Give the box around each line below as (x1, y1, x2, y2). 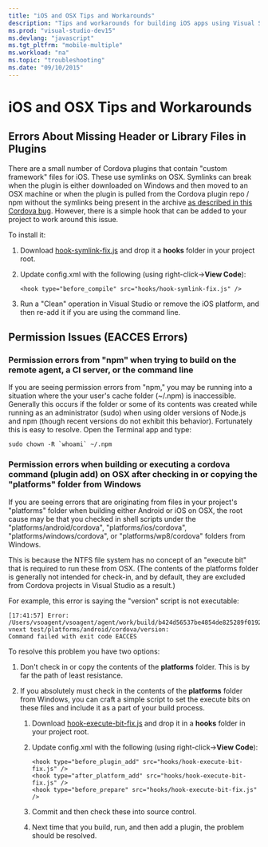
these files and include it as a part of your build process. (19, 702, 205, 712)
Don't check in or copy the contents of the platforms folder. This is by (19, 662, 250, 671)
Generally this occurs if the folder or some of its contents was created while (8, 400, 258, 409)
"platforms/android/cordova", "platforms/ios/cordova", (8, 523, 187, 532)
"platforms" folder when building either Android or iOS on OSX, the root (8, 505, 243, 515)
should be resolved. (31, 830, 97, 840)
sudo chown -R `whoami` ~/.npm (8, 440, 112, 448)
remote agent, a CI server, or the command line (8, 364, 194, 376)
